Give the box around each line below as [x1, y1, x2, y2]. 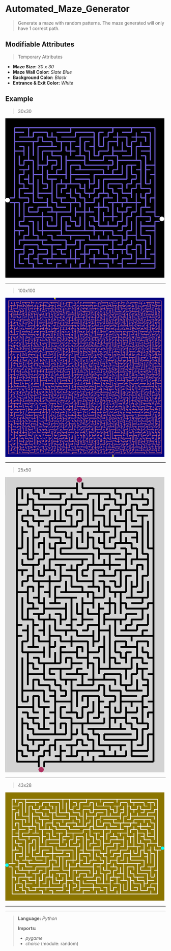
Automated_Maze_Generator [5, 3, 130, 15]
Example [5, 95, 34, 103]
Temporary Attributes [17, 54, 63, 60]
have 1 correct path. [17, 25, 60, 31]
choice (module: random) [25, 941, 79, 947]
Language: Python [17, 915, 58, 921]
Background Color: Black [12, 74, 67, 81]
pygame [25, 935, 43, 941]
